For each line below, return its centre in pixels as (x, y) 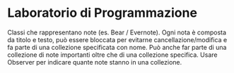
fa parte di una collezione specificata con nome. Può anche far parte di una (117, 47)
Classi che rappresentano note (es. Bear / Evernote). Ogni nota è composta (117, 32)
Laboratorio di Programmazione (103, 13)
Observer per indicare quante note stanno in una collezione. (95, 62)
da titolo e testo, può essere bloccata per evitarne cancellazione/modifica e (117, 39)
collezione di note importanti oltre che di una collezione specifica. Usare (112, 55)
